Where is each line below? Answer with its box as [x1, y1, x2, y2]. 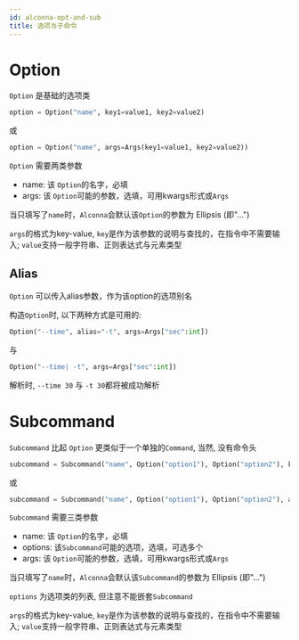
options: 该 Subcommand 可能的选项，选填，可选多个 [21, 542, 204, 553]
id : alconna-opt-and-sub [9, 12, 101, 22]
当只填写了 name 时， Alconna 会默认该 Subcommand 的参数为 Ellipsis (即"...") [9, 572, 266, 583]
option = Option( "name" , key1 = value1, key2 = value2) [9, 108, 205, 117]
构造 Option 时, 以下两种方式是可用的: [9, 309, 141, 320]
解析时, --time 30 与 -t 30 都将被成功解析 [9, 380, 160, 390]
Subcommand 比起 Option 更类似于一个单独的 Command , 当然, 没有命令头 [9, 442, 257, 453]
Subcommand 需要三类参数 [9, 512, 99, 522]
